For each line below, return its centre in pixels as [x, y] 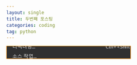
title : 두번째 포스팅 [30, 19]
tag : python [21, 32]
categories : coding [31, 25]
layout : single [25, 13]
